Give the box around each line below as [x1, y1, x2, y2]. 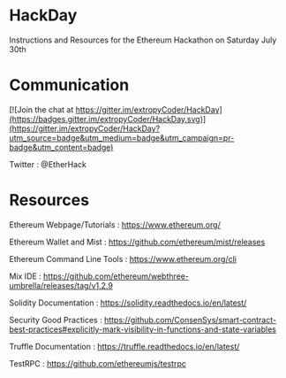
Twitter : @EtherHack [9, 158, 87, 169]
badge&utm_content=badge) [9, 142, 114, 152]
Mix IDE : [9, 271, 41, 282]
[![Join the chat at [9, 104, 74, 115]
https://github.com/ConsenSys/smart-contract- [104, 314, 276, 325]
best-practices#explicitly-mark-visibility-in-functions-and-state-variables [9, 324, 276, 335]
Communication [9, 75, 130, 96]
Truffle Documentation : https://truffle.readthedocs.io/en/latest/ [9, 341, 240, 351]
